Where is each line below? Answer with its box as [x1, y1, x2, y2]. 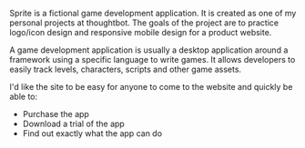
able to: [9, 91, 38, 102]
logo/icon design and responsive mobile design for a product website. [9, 27, 272, 37]
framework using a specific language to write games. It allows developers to [9, 54, 296, 64]
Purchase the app [22, 109, 89, 119]
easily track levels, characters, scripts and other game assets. [9, 64, 242, 74]
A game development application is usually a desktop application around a [9, 44, 289, 55]
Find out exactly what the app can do [22, 128, 162, 139]
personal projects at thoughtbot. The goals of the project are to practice [9, 17, 280, 28]
